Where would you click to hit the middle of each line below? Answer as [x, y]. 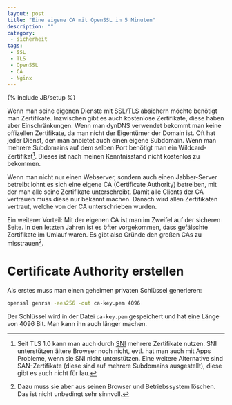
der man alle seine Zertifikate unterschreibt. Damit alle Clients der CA [105, 192]
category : [21, 33]
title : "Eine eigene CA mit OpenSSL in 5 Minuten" [81, 20]
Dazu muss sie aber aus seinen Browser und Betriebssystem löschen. [116, 386]
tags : [15, 46]
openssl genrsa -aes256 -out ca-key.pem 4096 [74, 303]
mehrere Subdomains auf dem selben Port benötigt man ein [92, 148]
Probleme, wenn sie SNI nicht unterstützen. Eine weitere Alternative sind [120, 358]
